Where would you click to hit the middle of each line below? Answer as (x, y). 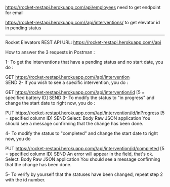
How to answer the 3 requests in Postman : (50, 52)
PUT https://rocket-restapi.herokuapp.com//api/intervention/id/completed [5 (85, 148)
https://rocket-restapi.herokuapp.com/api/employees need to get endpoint (83, 7)
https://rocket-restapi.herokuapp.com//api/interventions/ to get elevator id (83, 22)
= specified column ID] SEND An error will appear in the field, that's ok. (79, 154)
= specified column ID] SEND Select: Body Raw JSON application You (78, 118)
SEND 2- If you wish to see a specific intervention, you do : (67, 82)
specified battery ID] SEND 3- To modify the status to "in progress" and (80, 98)
